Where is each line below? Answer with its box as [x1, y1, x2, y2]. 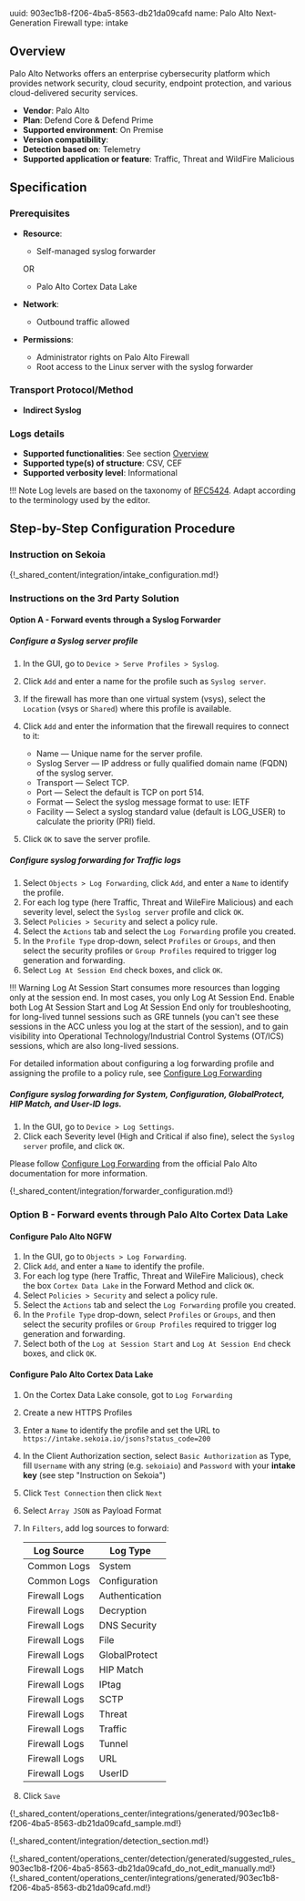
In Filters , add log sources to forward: [22, 1522, 169, 1534]
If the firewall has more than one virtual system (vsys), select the [22, 694, 266, 704]
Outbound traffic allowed [36, 316, 130, 327]
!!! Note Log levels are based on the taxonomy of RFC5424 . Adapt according [9, 485, 296, 496]
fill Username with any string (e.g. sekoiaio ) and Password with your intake [22, 1460, 296, 1471]
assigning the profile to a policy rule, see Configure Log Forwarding [9, 1068, 262, 1079]
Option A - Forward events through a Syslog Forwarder [9, 614, 221, 625]
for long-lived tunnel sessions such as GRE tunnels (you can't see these [9, 1012, 280, 1022]
